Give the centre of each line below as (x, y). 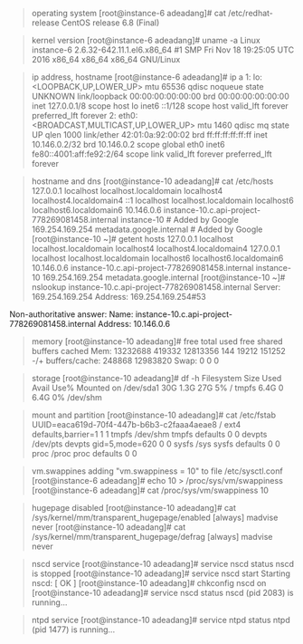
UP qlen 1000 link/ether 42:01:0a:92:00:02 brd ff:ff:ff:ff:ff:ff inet (150, 135)
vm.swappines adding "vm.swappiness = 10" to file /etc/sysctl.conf (157, 471)
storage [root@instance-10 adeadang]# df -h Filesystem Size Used (156, 378)
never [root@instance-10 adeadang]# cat (109, 527)
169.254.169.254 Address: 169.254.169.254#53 (118, 297)
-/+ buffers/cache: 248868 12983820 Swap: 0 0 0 (125, 360)
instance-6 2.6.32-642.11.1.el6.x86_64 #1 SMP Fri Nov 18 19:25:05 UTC (163, 50)
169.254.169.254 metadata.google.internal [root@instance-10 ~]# (164, 277)
